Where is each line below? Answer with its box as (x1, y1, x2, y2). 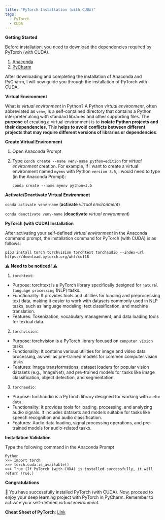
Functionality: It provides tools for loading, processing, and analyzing (12, 404, 153, 410)
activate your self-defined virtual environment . (5, 500, 99, 506)
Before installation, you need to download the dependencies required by (5, 44, 152, 50)
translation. (12, 309, 35, 314)
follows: (5, 241, 21, 246)
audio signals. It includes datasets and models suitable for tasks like (12, 410, 150, 416)
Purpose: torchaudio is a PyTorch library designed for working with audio (12, 394, 161, 400)
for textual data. (12, 319, 45, 325)
